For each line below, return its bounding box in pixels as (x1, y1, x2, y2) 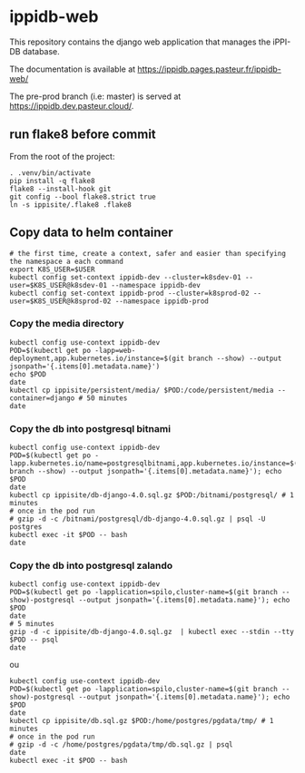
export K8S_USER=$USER (9, 265, 95, 274)
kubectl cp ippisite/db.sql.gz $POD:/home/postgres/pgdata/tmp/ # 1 (9, 717, 274, 726)
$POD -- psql (9, 635, 59, 645)
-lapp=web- (94, 346, 136, 355)
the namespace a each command (9, 257, 124, 266)
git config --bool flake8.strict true (9, 192, 156, 201)
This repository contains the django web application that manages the (9, 36, 271, 47)
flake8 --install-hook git (9, 184, 112, 193)
